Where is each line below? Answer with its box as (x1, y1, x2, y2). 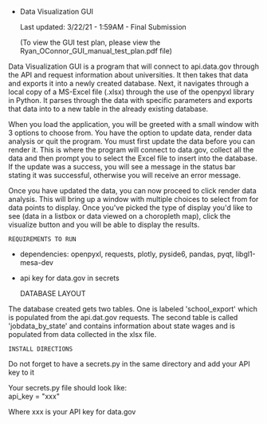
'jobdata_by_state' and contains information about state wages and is (8, 321, 235, 331)
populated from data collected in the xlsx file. (8, 330, 157, 339)
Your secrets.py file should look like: (8, 383, 128, 392)
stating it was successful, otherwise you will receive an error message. (8, 171, 241, 180)
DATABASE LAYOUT (19, 289, 86, 298)
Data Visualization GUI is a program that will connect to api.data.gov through (8, 61, 259, 71)
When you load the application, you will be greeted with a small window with (8, 120, 259, 129)
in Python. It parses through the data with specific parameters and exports (8, 96, 253, 105)
